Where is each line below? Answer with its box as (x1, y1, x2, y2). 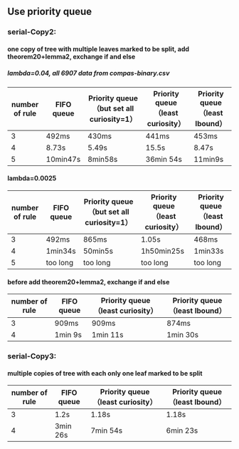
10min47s (46, 154, 81, 164)
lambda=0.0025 (7, 174, 57, 182)
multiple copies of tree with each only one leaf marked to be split (7, 368, 203, 377)
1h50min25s (141, 246, 185, 256)
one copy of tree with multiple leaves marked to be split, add (7, 44, 190, 53)
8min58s (87, 154, 118, 164)
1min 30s (166, 330, 199, 340)
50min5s (83, 246, 114, 256)
